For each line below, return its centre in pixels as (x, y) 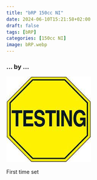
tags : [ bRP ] (21, 32)
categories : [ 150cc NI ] (36, 38)
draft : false (23, 25)
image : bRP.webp (27, 45)
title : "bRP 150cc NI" (35, 13)
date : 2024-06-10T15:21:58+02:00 (48, 19)
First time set (23, 172)
